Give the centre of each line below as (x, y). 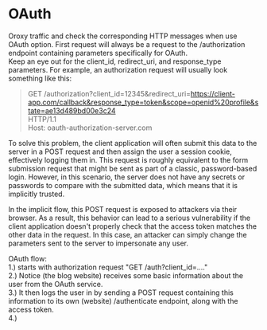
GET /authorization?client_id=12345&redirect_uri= (109, 93)
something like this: (40, 78)
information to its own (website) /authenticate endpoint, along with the (123, 301)
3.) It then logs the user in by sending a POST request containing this (121, 293)
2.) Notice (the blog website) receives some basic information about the (126, 275)
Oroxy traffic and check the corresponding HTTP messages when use (123, 36)
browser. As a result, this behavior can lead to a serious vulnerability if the (130, 218)
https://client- (213, 93)
